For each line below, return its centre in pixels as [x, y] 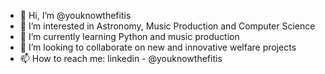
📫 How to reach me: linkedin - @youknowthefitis [121, 58]
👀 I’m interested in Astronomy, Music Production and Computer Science [167, 26]
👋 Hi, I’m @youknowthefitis [75, 15]
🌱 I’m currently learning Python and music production [129, 36]
